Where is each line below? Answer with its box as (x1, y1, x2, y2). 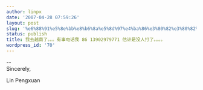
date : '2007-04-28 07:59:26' (6, 14, 80, 20)
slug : (6, 25, 20, 32)
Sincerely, (6, 65, 31, 72)
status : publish (6, 31, 47, 37)
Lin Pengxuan (6, 76, 40, 84)
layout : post (6, 20, 39, 26)
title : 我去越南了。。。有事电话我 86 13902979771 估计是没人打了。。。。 (6, 37, 166, 43)
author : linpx (6, 8, 42, 15)
